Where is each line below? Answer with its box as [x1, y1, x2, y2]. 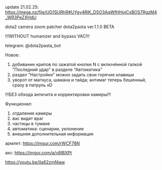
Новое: [5, 52, 20, 58]
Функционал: [5, 101, 33, 106]
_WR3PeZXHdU [5, 15, 37, 20]
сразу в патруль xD [12, 82, 53, 88]
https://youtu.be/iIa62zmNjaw [5, 159, 65, 165]
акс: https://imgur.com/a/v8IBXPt [5, 150, 72, 155]
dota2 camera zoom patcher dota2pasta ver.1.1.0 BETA [5, 24, 115, 30]
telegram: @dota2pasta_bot [5, 43, 61, 48]
